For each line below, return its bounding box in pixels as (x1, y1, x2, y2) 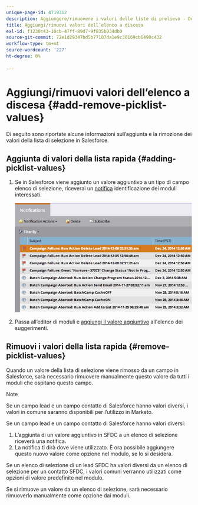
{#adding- (137, 154, 177, 164)
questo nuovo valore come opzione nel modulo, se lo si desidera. (14, 450, 173, 457)
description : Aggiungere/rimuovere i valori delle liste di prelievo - (6, 15, 186, 22)
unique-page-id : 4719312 (6, 9, 67, 15)
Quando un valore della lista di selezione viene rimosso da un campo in (6, 367, 179, 374)
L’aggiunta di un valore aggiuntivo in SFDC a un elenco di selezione (14, 431, 178, 438)
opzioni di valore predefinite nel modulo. (6, 474, 104, 481)
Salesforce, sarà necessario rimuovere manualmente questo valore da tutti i (6, 373, 190, 380)
